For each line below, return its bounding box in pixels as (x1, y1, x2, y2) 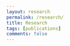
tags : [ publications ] (6, 25, 61, 32)
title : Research (6, 20, 47, 26)
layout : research (6, 8, 51, 15)
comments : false (6, 31, 47, 37)
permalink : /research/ (6, 14, 64, 20)
